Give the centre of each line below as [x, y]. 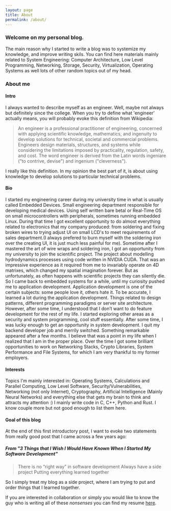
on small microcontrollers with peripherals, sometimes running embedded [83, 216]
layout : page [19, 10]
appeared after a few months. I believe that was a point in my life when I [81, 336]
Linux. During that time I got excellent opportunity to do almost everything [83, 221]
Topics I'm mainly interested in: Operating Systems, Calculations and [77, 381]
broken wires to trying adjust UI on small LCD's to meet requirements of [80, 232]
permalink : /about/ [26, 19]
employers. [17, 358]
